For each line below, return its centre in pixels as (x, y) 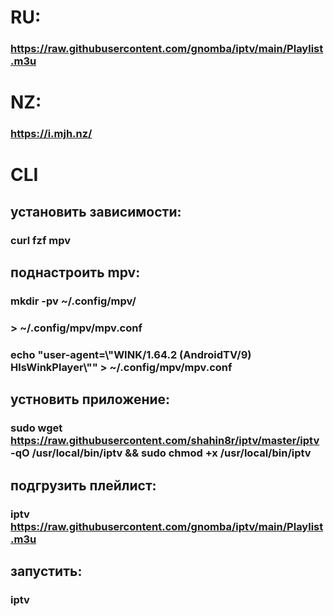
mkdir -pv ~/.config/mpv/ (73, 301)
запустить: (46, 571)
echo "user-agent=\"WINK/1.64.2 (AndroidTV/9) (131, 354)
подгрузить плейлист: (83, 485)
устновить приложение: (90, 399)
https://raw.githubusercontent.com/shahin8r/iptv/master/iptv (165, 441)
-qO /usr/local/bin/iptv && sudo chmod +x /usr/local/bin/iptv (161, 453)
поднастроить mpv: (75, 272)
